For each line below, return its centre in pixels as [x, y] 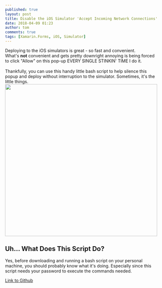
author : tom [17, 28]
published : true [21, 9]
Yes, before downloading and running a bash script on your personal [74, 260]
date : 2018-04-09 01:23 [29, 23]
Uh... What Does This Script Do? [55, 249]
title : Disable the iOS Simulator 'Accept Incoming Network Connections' [81, 18]
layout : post [18, 14]
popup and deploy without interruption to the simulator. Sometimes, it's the [80, 76]
